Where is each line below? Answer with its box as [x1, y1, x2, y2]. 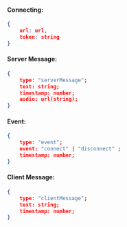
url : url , [19, 28, 48, 34]
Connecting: [7, 6, 44, 14]
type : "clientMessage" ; [19, 195, 88, 201]
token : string [19, 33, 60, 41]
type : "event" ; [19, 139, 63, 146]
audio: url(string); [19, 96, 78, 103]
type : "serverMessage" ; [19, 77, 88, 83]
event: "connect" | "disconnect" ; [19, 146, 122, 152]
